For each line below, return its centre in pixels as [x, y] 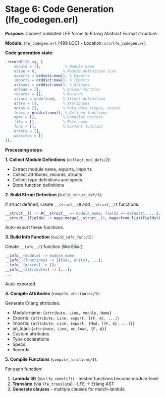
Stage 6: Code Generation [59, 9]
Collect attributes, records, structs [47, 174]
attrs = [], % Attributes [52, 103]
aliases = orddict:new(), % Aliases [52, 85]
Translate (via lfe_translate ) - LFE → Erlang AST [63, 384]
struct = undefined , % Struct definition [60, 99]
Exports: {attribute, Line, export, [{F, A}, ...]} [66, 318]
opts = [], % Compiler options [58, 117]
